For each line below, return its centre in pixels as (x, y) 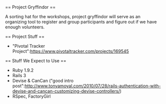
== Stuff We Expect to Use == (36, 61)
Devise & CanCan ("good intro (43, 81)
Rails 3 (19, 75)
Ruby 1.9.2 (23, 70)
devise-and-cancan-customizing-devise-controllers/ (66, 91)
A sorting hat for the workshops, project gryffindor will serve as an (73, 16)
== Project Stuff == (25, 37)
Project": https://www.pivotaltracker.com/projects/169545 (71, 51)
